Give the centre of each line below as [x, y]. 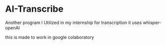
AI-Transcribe [34, 9]
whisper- [152, 22]
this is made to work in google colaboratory [50, 37]
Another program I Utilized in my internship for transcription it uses [74, 22]
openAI [12, 27]
